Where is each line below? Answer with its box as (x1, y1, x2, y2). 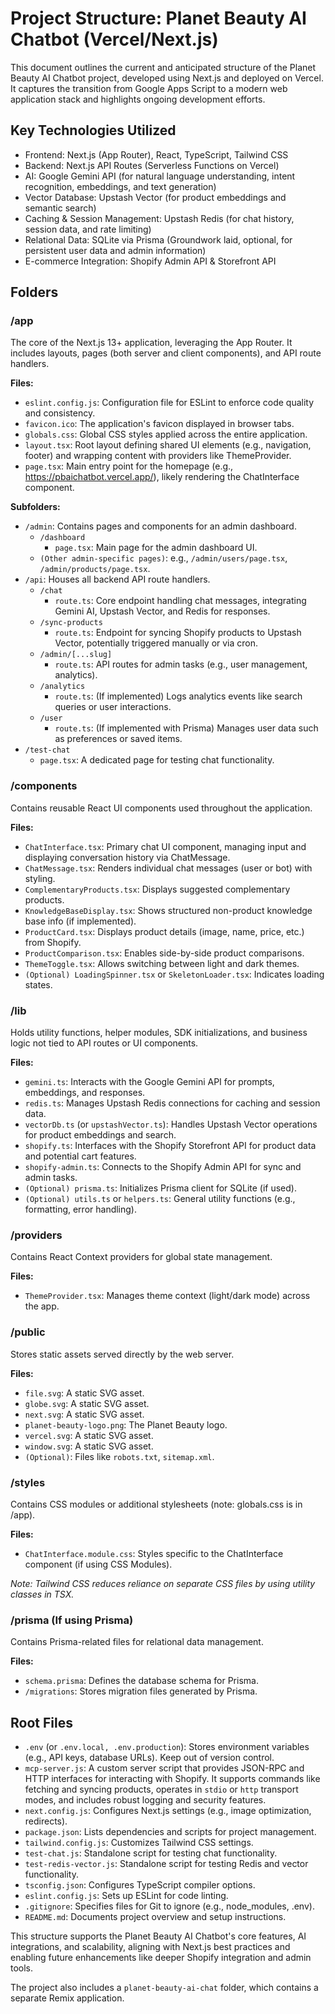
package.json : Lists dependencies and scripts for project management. (24, 1826, 317, 1838)
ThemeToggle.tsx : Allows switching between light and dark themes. (24, 957, 300, 969)
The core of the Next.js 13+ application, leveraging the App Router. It (10, 337, 293, 349)
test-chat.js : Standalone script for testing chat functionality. (24, 1847, 278, 1859)
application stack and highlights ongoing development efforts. (10, 93, 266, 105)
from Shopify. (24, 936, 82, 948)
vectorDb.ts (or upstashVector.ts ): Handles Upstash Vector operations (24, 1118, 318, 1131)
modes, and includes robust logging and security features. (24, 1794, 267, 1806)
